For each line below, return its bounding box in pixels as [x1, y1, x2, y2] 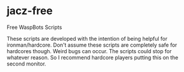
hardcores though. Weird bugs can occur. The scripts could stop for [6, 47, 172, 54]
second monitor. [6, 60, 47, 67]
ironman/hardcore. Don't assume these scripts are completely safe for [6, 41, 178, 48]
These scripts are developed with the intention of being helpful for [6, 35, 167, 42]
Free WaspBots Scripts [6, 24, 63, 31]
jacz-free [6, 4, 53, 18]
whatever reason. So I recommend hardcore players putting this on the [6, 54, 179, 61]
